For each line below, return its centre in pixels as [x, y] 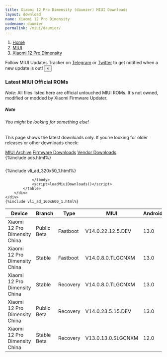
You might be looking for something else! [47, 122]
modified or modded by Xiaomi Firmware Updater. [56, 98]
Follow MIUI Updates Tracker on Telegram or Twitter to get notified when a [82, 63]
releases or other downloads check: [42, 143]
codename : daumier [24, 24]
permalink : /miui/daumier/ [33, 28]
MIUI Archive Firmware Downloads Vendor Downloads [61, 152]
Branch [45, 213]
